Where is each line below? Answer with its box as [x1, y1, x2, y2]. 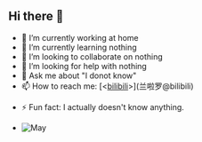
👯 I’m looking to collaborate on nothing [20, 51, 164, 62]
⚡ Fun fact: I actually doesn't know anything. [20, 101, 184, 112]
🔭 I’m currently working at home [20, 32, 139, 43]
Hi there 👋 [8, 9, 64, 24]
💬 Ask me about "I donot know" [20, 70, 137, 81]
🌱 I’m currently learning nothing [20, 42, 137, 52]
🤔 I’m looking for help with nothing [20, 60, 148, 71]
